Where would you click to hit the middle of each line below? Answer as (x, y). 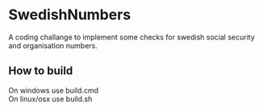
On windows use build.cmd (54, 90)
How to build (41, 71)
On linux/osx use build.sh (50, 99)
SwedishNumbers (70, 15)
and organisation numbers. (53, 45)
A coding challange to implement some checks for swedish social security (132, 37)
